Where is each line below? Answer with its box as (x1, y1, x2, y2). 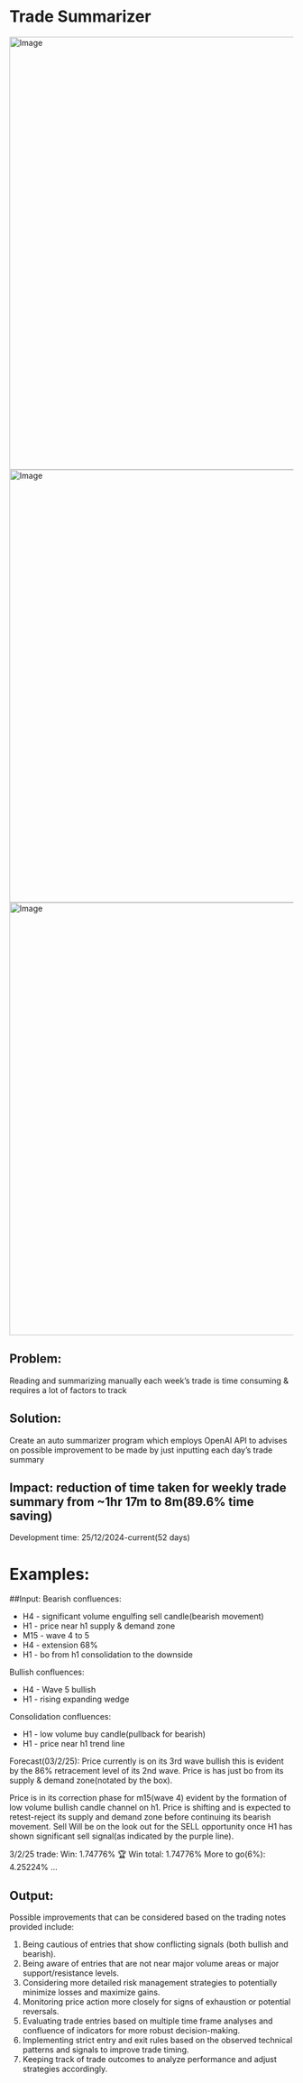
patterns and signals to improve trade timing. (22, 2044, 189, 2055)
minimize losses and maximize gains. (22, 1987, 161, 1998)
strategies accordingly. (22, 2063, 108, 2075)
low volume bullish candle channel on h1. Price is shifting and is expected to (9, 1802, 291, 1813)
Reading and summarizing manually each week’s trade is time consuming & (9, 1375, 289, 1386)
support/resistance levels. (22, 1968, 120, 1978)
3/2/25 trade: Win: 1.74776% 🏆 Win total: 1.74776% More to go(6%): (9, 1849, 266, 1859)
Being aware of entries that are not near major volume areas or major (22, 1959, 280, 1969)
